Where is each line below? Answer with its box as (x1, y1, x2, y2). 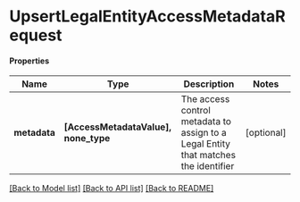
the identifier (180, 160, 235, 173)
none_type (63, 132, 111, 145)
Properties (9, 55, 50, 66)
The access (180, 93, 230, 105)
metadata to (180, 115, 232, 128)
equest (9, 25, 62, 46)
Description (183, 78, 235, 90)
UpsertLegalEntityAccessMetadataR (9, 6, 286, 27)
